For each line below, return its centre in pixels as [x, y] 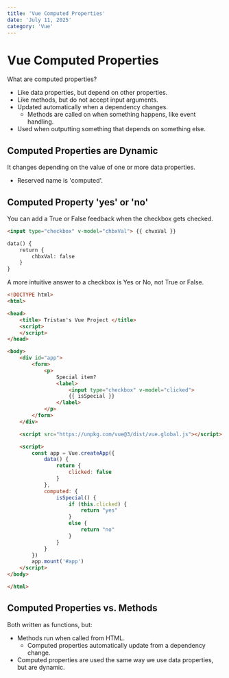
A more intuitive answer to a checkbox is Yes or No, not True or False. [106, 282]
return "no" [98, 530]
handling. [40, 122]
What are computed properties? [52, 79]
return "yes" [99, 510]
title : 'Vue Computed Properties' [57, 13]
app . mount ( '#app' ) [58, 562]
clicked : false [90, 472]
